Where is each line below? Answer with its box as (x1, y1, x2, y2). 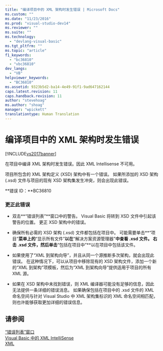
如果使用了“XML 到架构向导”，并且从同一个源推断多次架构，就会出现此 (12, 252, 155, 258)
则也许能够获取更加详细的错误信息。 (12, 299, 85, 305)
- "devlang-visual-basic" (9, 39, 62, 44)
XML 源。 (12, 270, 32, 276)
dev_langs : (5, 66, 27, 71)
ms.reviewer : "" (5, 25, 38, 30)
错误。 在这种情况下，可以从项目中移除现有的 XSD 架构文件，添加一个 (12, 258, 153, 264)
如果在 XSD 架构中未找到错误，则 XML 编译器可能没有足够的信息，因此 (12, 281, 155, 286)
